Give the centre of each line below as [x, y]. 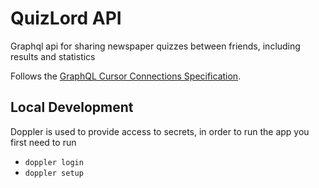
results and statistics [53, 56]
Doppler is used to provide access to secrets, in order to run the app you [160, 131]
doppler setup [54, 173]
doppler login [54, 162]
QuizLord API [66, 18]
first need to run [43, 142]
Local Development [72, 107]
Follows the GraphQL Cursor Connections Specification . [126, 76]
